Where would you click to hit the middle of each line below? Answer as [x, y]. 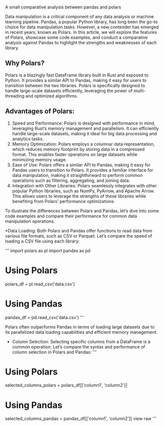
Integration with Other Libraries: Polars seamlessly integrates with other [84, 185]
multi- [140, 91]
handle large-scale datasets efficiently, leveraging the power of [69, 91]
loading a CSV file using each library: [42, 241]
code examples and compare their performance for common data [71, 216]
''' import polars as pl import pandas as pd [48, 251]
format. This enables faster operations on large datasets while [75, 154]
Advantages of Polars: [40, 112]
